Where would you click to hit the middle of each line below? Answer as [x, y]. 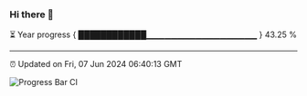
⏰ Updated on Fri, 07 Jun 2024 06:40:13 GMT [96, 64]
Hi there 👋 [32, 14]
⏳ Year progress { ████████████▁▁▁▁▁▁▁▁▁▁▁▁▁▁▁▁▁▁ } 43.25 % [153, 34]
